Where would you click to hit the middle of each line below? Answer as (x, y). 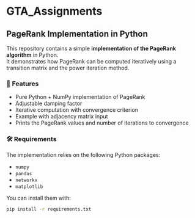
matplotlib (29, 187)
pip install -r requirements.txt (49, 209)
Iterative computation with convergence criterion (77, 110)
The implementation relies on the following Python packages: (83, 154)
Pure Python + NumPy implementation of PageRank (80, 97)
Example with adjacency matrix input (61, 117)
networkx (26, 180)
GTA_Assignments (54, 11)
